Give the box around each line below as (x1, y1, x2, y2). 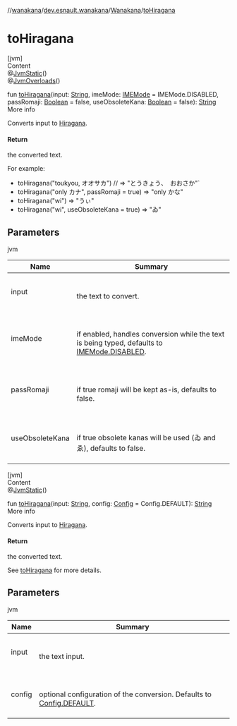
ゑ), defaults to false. (76, 443, 146, 453)
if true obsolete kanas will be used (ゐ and (76, 432, 217, 442)
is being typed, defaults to (76, 338, 164, 348)
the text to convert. (76, 291, 140, 301)
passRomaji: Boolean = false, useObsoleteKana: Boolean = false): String (7, 97, 217, 106)
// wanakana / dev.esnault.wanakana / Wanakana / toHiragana (7, 6, 176, 14)
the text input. (38, 651, 85, 661)
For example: (7, 164, 46, 173)
